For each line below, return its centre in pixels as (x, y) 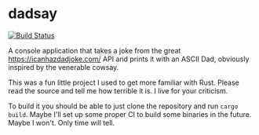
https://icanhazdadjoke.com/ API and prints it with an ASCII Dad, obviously (129, 59)
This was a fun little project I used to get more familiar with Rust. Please (124, 82)
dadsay (33, 14)
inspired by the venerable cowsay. (64, 67)
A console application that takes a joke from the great (95, 50)
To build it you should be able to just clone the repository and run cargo (123, 106)
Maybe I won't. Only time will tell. (62, 122)
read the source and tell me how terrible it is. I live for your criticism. (118, 90)
